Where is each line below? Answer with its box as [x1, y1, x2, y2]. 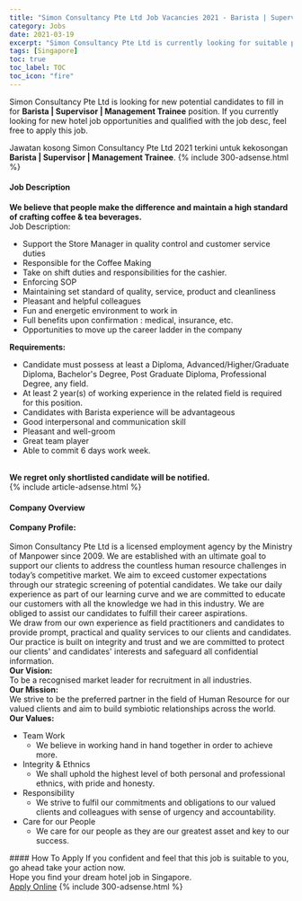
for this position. [22, 397, 84, 408]
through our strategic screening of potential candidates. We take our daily [9, 579, 283, 590]
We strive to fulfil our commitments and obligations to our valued [35, 797, 276, 808]
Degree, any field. [22, 378, 89, 389]
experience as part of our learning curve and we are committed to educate [9, 589, 286, 600]
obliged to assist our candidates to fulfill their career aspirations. [9, 608, 248, 619]
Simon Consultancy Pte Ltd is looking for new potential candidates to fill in [9, 96, 284, 107]
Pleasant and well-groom [22, 426, 116, 437]
